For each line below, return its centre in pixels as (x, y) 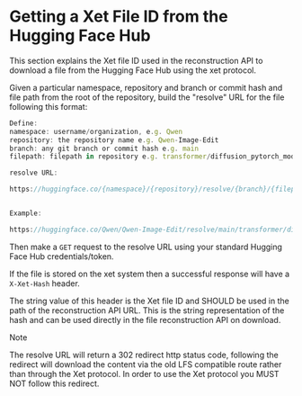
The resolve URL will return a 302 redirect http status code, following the (144, 355)
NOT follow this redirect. (54, 383)
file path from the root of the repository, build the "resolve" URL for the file (147, 97)
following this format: (49, 106)
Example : (26, 213)
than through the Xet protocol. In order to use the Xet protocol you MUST (145, 373)
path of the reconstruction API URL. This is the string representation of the (147, 310)
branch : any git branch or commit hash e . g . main (104, 148)
